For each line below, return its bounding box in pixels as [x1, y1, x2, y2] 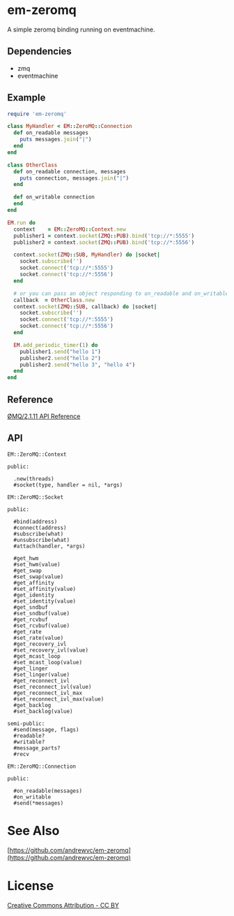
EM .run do [7, 219, 36, 226]
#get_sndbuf [13, 603, 49, 610]
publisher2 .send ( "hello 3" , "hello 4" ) [19, 361, 136, 368]
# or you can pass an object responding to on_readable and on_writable [13, 289, 229, 297]
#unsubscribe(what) [13, 536, 70, 543]
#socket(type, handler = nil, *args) [13, 481, 123, 488]
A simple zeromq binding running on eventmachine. [7, 25, 155, 34]
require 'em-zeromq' [7, 110, 68, 117]
